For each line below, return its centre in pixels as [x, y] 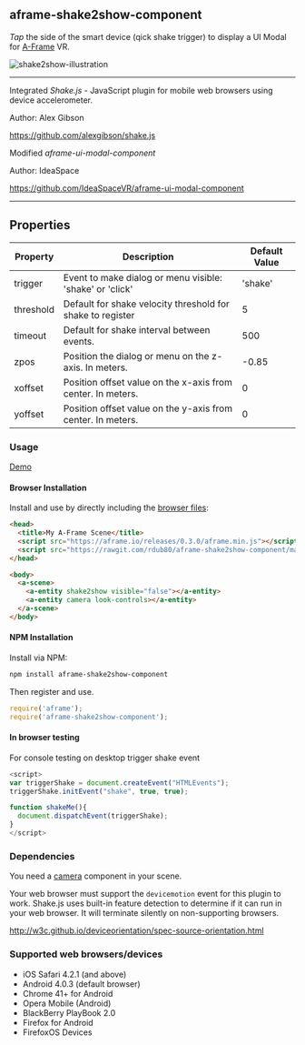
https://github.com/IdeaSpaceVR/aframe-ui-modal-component [127, 188]
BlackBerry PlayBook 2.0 [69, 1012]
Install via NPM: [39, 658]
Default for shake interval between [137, 329]
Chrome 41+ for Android [68, 993]
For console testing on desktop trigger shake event [105, 758]
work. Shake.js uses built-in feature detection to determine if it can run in [146, 903]
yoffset [29, 414]
